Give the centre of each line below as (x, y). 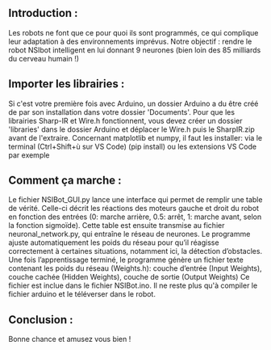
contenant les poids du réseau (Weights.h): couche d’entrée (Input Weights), (135, 268)
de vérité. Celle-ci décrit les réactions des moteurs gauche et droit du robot (134, 209)
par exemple (29, 155)
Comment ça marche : (65, 181)
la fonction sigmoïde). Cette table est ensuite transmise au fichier (117, 226)
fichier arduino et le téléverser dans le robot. (82, 294)
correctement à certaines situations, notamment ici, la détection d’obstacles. (135, 251)
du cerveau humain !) (44, 58)
